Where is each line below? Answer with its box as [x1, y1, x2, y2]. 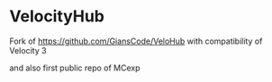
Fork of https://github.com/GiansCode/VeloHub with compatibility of [9, 36, 263, 46]
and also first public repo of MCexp [9, 62, 141, 73]
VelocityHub [9, 6, 105, 27]
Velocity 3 [9, 45, 47, 55]
